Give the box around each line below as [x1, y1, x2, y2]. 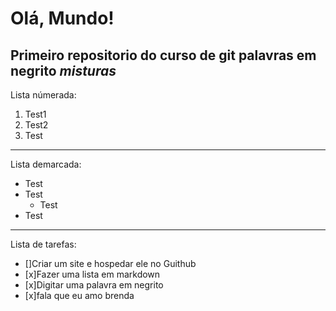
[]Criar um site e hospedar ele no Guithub [24, 258, 197, 269]
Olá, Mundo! [10, 7, 115, 30]
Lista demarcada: [10, 158, 82, 170]
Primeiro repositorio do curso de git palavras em [10, 47, 317, 64]
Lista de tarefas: [10, 238, 77, 250]
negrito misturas [10, 62, 117, 79]
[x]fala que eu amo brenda [24, 290, 135, 301]
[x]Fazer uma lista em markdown [24, 268, 161, 280]
